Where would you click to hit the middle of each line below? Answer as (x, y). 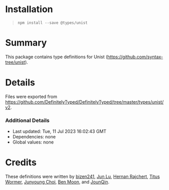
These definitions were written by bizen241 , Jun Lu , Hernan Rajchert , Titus (82, 177)
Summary (26, 43)
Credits (21, 162)
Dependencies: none (34, 137)
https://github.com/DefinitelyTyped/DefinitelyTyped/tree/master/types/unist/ (84, 102)
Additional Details (27, 120)
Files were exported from (31, 97)
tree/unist (15, 62)
